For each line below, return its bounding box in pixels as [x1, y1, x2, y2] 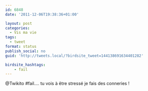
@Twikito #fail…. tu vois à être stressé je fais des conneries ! [5, 81, 130, 87]
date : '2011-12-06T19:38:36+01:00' [5, 12, 79, 17]
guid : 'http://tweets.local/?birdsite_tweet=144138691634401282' [5, 53, 144, 58]
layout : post [5, 21, 32, 26]
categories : [5, 25, 30, 30]
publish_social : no [5, 48, 46, 54]
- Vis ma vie [9, 30, 37, 35]
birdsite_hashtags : [5, 62, 46, 67]
